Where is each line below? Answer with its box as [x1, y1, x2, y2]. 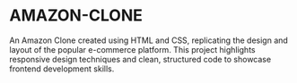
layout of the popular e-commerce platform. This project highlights [9, 44, 256, 54]
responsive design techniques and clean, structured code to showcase [9, 54, 272, 64]
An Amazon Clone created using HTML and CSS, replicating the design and [9, 35, 289, 46]
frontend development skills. [9, 63, 115, 74]
